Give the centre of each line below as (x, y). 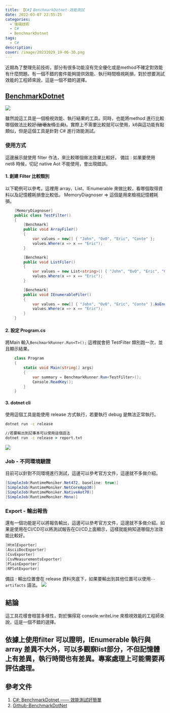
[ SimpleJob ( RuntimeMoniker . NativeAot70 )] (50, 493)
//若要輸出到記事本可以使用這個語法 (38, 433)
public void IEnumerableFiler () (58, 295)
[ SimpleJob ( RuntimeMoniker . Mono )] (42, 497)
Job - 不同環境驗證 (28, 462)
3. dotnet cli (18, 403)
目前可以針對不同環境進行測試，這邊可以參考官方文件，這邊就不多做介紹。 (83, 473)
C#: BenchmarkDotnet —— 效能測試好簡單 (57, 700)
